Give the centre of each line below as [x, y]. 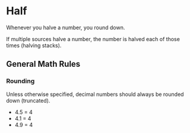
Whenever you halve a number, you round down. [66, 27]
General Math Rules [43, 64]
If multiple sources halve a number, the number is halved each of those [93, 39]
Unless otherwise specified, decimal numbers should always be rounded [95, 94]
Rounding [20, 81]
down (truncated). [28, 100]
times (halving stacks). [34, 45]
